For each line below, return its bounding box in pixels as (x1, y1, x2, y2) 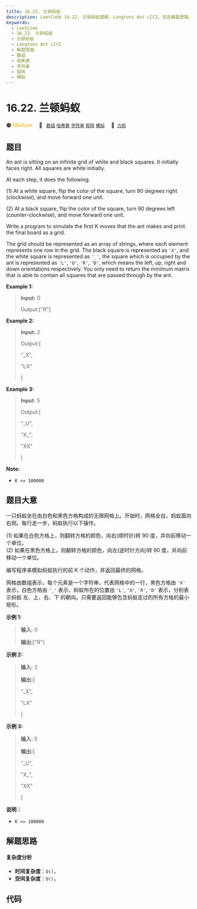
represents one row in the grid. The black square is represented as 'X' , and (6, 247, 189, 254)
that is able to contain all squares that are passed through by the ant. (6, 271, 173, 278)
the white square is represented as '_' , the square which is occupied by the (6, 252, 190, 259)
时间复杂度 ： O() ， (14, 868, 59, 875)
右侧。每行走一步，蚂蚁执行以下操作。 (6, 519, 99, 527)
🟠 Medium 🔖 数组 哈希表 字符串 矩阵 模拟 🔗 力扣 (6, 122, 126, 129)
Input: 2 (20, 328, 41, 335)
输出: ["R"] (20, 638, 45, 645)
